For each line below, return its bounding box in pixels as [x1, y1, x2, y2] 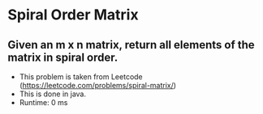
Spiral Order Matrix [7, 6, 139, 24]
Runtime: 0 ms [19, 98, 68, 107]
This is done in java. [19, 89, 87, 99]
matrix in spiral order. [7, 50, 119, 64]
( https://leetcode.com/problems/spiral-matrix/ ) [19, 81, 176, 90]
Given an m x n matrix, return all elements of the [7, 38, 255, 52]
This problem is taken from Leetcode [19, 72, 143, 82]
